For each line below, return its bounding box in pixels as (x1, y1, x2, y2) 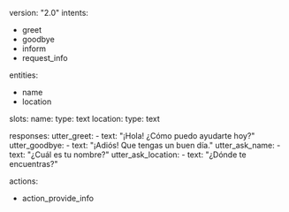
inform (21, 43, 47, 54)
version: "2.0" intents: (9, 8, 88, 18)
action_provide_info (21, 193, 95, 203)
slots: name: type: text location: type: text (9, 114, 161, 124)
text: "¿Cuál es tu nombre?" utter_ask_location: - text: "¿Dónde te (9, 149, 247, 160)
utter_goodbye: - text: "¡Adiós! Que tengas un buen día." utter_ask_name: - (9, 140, 281, 150)
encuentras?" (9, 159, 58, 169)
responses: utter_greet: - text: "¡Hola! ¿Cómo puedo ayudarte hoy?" (9, 131, 255, 140)
